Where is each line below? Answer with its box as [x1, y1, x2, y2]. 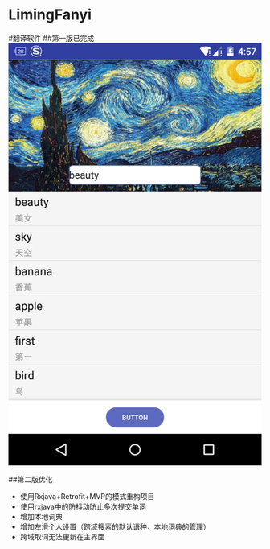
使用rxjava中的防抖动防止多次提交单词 [19, 502, 146, 512]
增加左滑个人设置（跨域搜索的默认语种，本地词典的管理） [19, 522, 211, 532]
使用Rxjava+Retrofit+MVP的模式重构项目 [19, 492, 155, 502]
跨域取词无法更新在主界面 [19, 532, 105, 542]
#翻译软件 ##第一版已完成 [8, 33, 95, 43]
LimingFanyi [8, 6, 92, 24]
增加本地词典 [19, 512, 63, 522]
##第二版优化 [8, 475, 53, 485]
